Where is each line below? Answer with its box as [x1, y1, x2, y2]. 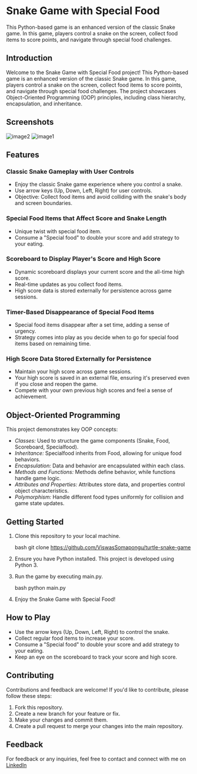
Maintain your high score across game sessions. [14, 368, 132, 375]
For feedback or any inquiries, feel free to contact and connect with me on [6, 755, 186, 762]
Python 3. [14, 562, 38, 569]
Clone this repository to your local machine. [14, 533, 121, 540]
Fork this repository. [14, 703, 64, 710]
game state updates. [14, 500, 65, 507]
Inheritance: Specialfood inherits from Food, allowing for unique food [14, 450, 182, 457]
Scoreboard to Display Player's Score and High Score [6, 255, 161, 263]
